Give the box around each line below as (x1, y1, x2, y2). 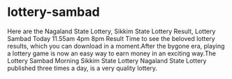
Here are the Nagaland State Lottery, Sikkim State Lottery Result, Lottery (7, 27, 216, 35)
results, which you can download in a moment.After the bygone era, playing (7, 42, 225, 50)
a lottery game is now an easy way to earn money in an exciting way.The (7, 49, 217, 58)
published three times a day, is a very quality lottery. (7, 64, 158, 72)
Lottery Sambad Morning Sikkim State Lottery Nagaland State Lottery (7, 56, 207, 64)
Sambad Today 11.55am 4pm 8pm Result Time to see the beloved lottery (7, 34, 215, 42)
